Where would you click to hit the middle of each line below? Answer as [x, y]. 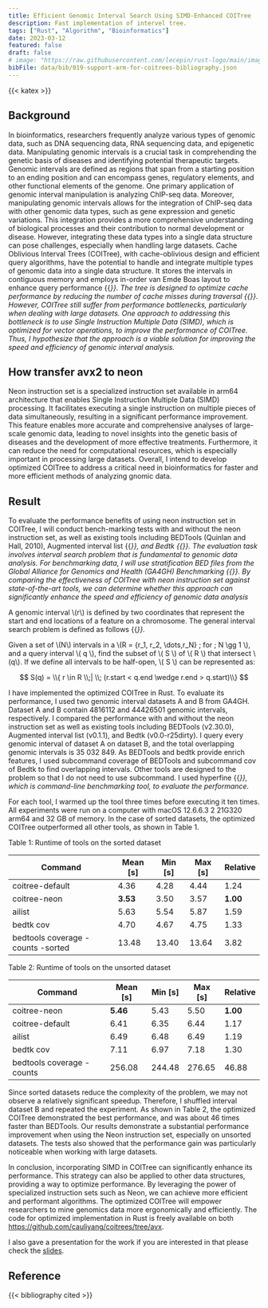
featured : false [35, 46]
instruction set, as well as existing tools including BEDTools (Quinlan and [127, 538]
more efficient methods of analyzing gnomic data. [90, 476]
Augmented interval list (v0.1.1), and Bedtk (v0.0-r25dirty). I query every [126, 735]
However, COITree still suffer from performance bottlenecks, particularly [128, 304]
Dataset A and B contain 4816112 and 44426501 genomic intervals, [118, 710]
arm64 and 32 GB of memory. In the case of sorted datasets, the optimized [132, 819]
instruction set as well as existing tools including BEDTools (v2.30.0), [121, 727]
